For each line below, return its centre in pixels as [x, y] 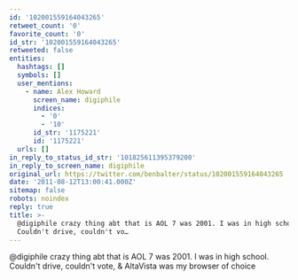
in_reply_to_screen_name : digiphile [77, 166]
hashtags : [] [41, 67]
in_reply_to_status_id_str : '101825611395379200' [103, 157]
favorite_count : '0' [47, 34]
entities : [27, 58]
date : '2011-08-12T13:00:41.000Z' [73, 183]
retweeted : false [41, 51]
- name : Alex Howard [63, 91]
